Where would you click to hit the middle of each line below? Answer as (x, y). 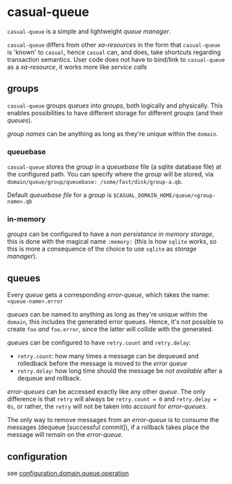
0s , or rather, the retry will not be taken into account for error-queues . (107, 406)
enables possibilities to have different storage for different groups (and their (115, 112)
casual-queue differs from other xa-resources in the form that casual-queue (114, 44)
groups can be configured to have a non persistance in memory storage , (111, 234)
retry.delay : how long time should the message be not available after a (120, 371)
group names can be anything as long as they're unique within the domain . (113, 133)
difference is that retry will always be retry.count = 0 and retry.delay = (112, 399)
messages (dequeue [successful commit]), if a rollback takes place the (108, 427)
